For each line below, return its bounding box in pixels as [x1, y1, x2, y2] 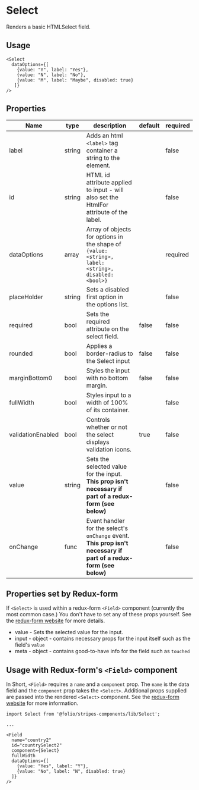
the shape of [86, 240, 121, 248]
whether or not [86, 423, 127, 431]
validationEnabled [9, 430, 59, 438]
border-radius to [86, 349, 133, 358]
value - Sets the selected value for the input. [14, 629, 123, 636]
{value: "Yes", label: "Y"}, [17, 763, 89, 769]
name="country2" [11, 737, 52, 744]
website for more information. [6, 700, 79, 707]
